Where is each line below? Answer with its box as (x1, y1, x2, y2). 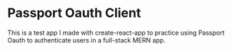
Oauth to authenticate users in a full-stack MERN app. (7, 35, 166, 44)
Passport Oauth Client (7, 5, 141, 21)
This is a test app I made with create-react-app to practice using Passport (7, 28, 225, 37)
